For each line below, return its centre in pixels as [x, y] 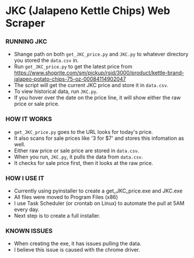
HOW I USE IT [25, 178]
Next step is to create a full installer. [57, 216]
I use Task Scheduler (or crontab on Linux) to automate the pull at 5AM [99, 204]
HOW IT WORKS [29, 119]
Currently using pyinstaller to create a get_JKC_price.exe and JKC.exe [98, 191]
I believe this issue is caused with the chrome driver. [77, 250]
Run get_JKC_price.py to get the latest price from [73, 67]
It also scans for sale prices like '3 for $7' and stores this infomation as [99, 138]
